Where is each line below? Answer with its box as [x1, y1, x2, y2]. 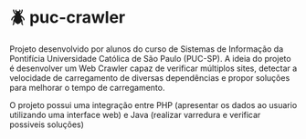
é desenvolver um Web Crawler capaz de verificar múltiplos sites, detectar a [9, 63, 298, 74]
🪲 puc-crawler [9, 7, 126, 28]
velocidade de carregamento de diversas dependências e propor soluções [9, 72, 290, 83]
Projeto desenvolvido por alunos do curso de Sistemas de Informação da [9, 43, 284, 55]
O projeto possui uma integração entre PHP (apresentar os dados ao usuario [9, 99, 298, 110]
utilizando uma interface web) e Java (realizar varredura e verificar [9, 109, 261, 120]
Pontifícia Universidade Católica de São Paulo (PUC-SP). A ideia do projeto [9, 53, 291, 64]
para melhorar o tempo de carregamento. [9, 82, 165, 93]
